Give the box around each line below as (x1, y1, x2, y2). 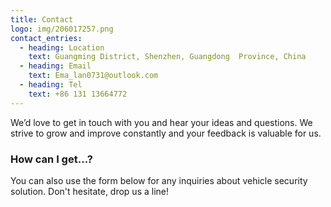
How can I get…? (10, 152, 93, 166)
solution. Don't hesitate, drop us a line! (10, 185, 170, 197)
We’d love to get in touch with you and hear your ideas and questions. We (10, 116, 313, 128)
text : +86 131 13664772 (28, 89, 128, 99)
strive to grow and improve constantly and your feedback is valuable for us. (10, 127, 322, 139)
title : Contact (10, 14, 74, 25)
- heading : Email (19, 61, 92, 71)
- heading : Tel (19, 80, 83, 90)
